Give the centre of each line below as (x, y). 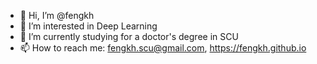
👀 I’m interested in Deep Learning (88, 26)
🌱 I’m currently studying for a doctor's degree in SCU (129, 36)
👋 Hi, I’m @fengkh (57, 15)
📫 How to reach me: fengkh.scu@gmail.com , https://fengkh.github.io (163, 48)
